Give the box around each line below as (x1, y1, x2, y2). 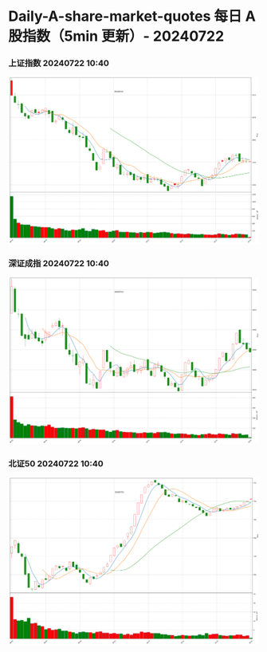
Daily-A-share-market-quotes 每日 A (8, 7, 257, 26)
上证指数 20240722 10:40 (8, 57, 110, 69)
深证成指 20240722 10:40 (8, 257, 110, 269)
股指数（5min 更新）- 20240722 (8, 27, 225, 45)
